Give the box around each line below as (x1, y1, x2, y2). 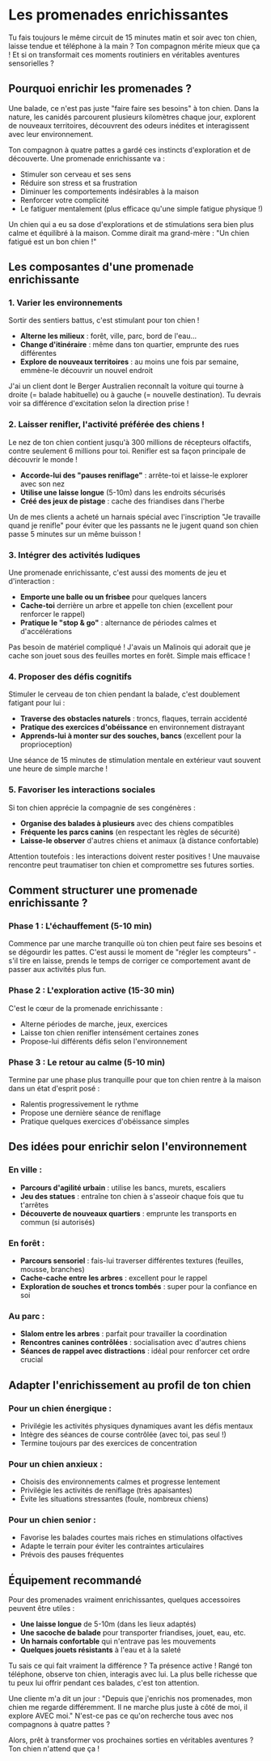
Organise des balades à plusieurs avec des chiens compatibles (19, 818, 235, 828)
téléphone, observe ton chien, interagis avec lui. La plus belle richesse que (8, 1669, 257, 1679)
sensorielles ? (8, 58, 54, 68)
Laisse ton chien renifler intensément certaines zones (19, 1027, 200, 1037)
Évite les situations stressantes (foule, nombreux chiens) (19, 1494, 209, 1504)
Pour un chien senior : (8, 1515, 97, 1526)
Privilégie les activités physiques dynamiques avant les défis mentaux (19, 1420, 253, 1430)
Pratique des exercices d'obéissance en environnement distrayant (19, 722, 245, 732)
